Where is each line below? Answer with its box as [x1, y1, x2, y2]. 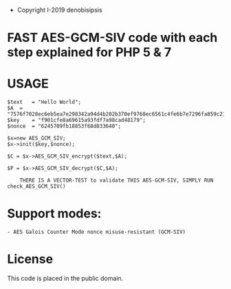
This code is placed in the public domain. [7, 275, 124, 282]
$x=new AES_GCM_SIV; [7, 135, 67, 142]
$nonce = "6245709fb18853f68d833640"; [7, 123, 122, 130]
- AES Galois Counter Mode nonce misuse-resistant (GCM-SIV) [7, 228, 186, 236]
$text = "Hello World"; [7, 99, 81, 106]
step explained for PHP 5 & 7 [7, 45, 172, 61]
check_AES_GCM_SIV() [7, 183, 67, 190]
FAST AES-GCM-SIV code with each [7, 30, 218, 45]
